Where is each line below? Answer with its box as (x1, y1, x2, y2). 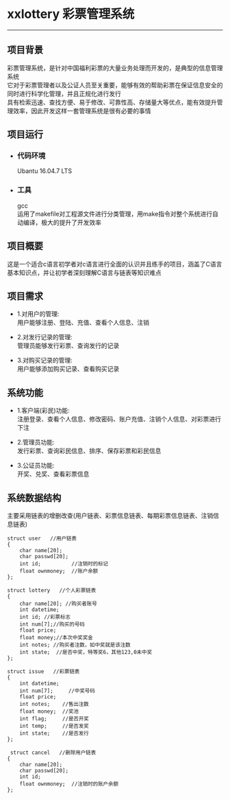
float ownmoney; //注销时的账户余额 (19, 780, 118, 787)
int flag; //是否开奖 (19, 715, 89, 722)
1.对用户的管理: (16, 310, 60, 318)
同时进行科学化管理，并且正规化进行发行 (7, 89, 121, 98)
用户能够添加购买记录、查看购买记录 (16, 365, 120, 373)
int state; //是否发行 (19, 729, 89, 737)
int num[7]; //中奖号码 (19, 687, 96, 694)
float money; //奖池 (19, 708, 79, 715)
